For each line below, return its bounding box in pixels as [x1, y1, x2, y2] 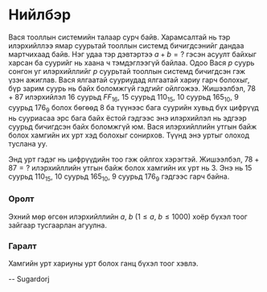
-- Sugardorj [8, 273, 50, 283]
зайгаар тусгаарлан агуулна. [8, 220, 107, 230]
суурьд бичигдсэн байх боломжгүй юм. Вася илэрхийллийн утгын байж [8, 121, 257, 131]
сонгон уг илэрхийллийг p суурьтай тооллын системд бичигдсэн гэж [8, 66, 246, 76]
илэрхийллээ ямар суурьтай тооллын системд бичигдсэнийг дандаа [8, 40, 244, 50]
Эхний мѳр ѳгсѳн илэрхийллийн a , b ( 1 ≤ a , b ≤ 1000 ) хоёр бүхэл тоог [8, 212, 248, 221]
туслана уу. [8, 138, 48, 148]
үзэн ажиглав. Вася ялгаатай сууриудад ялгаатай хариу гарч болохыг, [8, 75, 250, 84]
